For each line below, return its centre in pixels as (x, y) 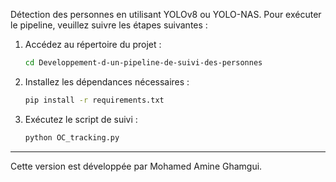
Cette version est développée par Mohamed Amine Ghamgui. (136, 166)
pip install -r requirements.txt (94, 100)
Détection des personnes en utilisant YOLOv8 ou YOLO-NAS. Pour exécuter (166, 14)
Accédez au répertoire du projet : (93, 44)
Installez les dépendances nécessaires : (107, 81)
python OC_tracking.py (72, 137)
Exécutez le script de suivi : (81, 119)
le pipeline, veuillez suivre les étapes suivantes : (109, 25)
